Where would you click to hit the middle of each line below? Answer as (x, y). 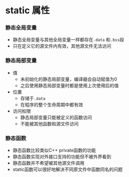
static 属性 (28, 10)
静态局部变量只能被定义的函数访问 (56, 117)
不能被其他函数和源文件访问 (49, 123)
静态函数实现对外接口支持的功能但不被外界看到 (62, 157)
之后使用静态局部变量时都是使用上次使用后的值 (69, 85)
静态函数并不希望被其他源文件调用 (48, 163)
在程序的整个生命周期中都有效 (51, 105)
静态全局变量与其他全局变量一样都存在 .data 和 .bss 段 (68, 40)
